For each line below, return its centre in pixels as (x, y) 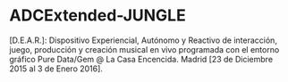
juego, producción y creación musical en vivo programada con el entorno (144, 49)
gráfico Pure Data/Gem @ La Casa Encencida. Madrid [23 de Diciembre (141, 59)
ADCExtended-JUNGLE (97, 16)
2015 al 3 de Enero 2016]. (56, 69)
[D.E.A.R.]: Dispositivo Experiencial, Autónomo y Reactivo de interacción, (143, 40)
